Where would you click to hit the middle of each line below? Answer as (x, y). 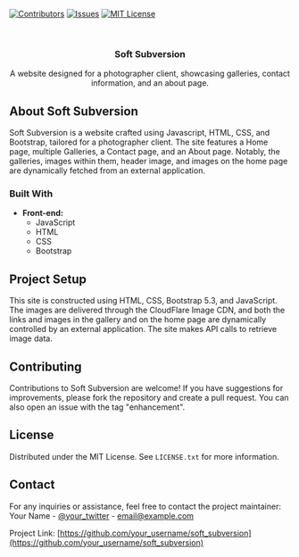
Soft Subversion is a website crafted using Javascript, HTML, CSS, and (140, 133)
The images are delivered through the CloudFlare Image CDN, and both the (147, 310)
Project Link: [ (35, 533)
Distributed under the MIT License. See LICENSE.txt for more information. (144, 456)
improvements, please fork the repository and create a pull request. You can (149, 398)
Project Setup (48, 279)
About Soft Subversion (74, 111)
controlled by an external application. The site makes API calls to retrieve (143, 329)
